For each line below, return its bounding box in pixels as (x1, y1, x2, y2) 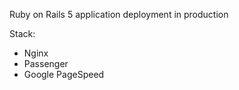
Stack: (9, 28, 36, 39)
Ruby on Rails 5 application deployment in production (9, 9, 229, 20)
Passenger (23, 58, 69, 69)
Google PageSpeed (23, 69, 105, 80)
